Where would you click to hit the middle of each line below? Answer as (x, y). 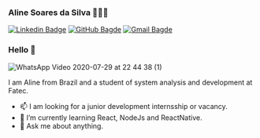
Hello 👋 (22, 50)
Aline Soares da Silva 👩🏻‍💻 (58, 13)
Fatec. (19, 90)
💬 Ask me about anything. (61, 125)
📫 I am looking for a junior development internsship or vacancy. (124, 106)
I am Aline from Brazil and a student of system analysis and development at (130, 82)
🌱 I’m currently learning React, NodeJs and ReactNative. (111, 118)
